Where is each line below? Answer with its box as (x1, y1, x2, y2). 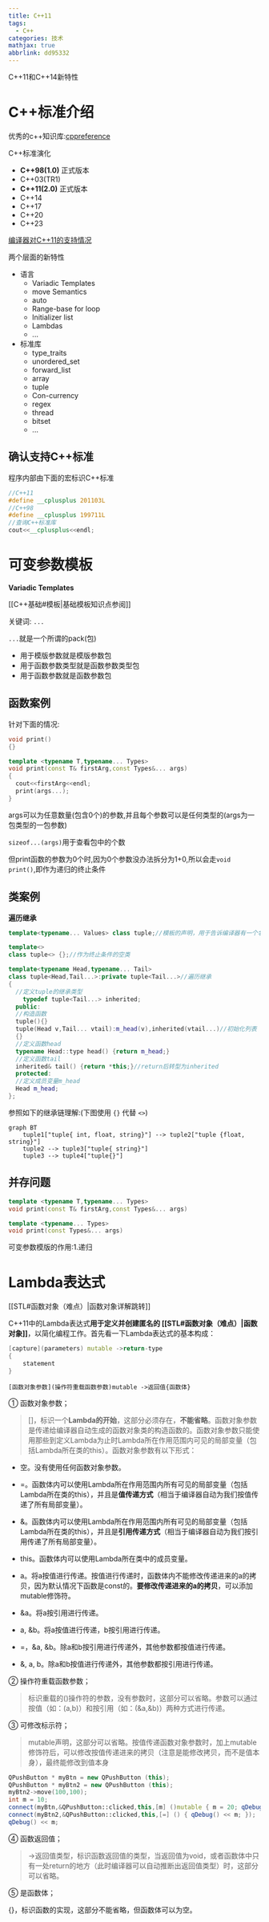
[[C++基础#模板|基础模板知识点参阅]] (8, 599, 131, 609)
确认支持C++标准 (8, 450, 94, 464)
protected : (15, 1069, 52, 1078)
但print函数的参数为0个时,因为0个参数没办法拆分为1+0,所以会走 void (8, 854, 231, 864)
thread (31, 407, 54, 417)
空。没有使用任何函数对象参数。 (19, 1462, 126, 1472)
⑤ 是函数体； (8, 1887, 56, 1897)
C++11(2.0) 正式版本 (19, 184, 88, 193)
